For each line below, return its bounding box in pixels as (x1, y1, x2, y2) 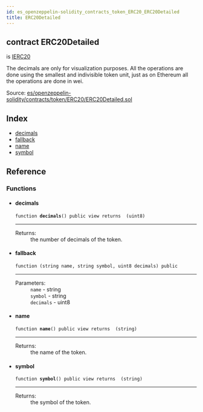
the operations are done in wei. (6, 78, 83, 85)
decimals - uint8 (30, 298, 71, 306)
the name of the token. (30, 349, 87, 356)
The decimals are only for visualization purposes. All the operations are (6, 65, 184, 72)
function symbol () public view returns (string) (14, 376, 143, 382)
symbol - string (30, 292, 66, 299)
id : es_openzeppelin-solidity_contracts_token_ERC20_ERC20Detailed (6, 8, 180, 15)
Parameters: (14, 279, 46, 287)
